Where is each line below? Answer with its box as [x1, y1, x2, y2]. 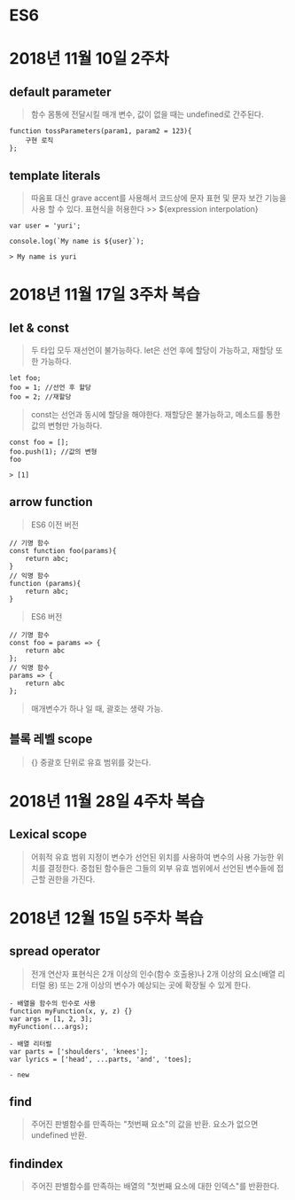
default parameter [9, 84, 112, 99]
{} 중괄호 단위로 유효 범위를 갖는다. [30, 757, 151, 768]
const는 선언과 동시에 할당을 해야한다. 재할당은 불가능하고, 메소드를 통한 [30, 409, 281, 419]
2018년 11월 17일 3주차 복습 [9, 284, 201, 305]
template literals [9, 168, 101, 183]
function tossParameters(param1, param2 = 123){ [9, 127, 192, 136]
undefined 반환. [30, 1130, 88, 1141]
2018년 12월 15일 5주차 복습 [9, 908, 204, 928]
